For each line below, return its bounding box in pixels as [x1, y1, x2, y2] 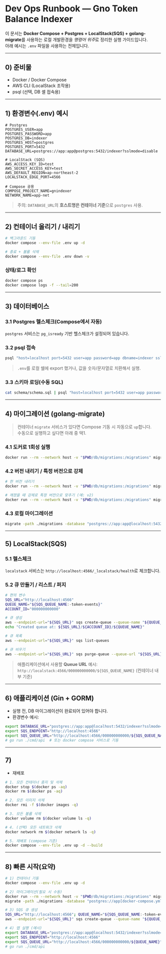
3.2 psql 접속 [5, 344, 36, 351]
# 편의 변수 [5, 592, 26, 598]
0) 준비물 [5, 63, 32, 72]
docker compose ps [5, 278, 43, 283]
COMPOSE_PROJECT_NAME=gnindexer [5, 188, 72, 193]
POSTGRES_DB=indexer [5, 135, 48, 141]
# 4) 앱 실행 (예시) [5, 926, 42, 931]
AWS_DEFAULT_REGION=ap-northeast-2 [5, 170, 79, 175]
